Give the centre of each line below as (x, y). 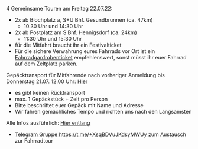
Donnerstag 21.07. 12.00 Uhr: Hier (47, 81)
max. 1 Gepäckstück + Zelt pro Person (61, 99)
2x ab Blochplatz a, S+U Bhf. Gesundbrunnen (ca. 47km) (84, 20)
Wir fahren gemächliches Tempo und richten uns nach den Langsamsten (103, 112)
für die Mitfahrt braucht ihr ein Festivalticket (68, 45)
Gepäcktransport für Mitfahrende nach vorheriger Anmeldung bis (86, 75)
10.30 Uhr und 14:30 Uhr (53, 26)
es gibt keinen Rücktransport (50, 93)
